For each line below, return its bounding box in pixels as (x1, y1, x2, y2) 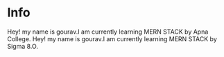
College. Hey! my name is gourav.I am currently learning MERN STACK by (7, 34, 217, 43)
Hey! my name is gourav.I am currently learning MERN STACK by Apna (7, 27, 209, 36)
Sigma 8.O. (7, 42, 38, 50)
